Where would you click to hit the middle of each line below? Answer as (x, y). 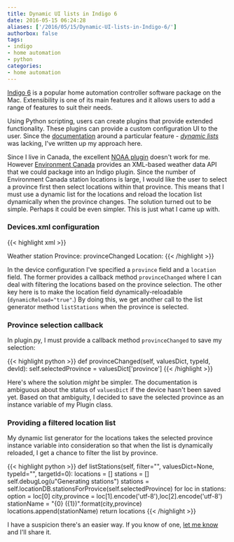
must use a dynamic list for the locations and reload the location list (105, 194)
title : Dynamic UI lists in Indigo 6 (62, 14)
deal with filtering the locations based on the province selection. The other (115, 284)
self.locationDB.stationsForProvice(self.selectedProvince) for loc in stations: (117, 489)
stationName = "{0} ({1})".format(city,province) (75, 504)
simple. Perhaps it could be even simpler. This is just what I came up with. (114, 209)
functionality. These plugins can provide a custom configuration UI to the (112, 128)
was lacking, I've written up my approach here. (75, 143)
